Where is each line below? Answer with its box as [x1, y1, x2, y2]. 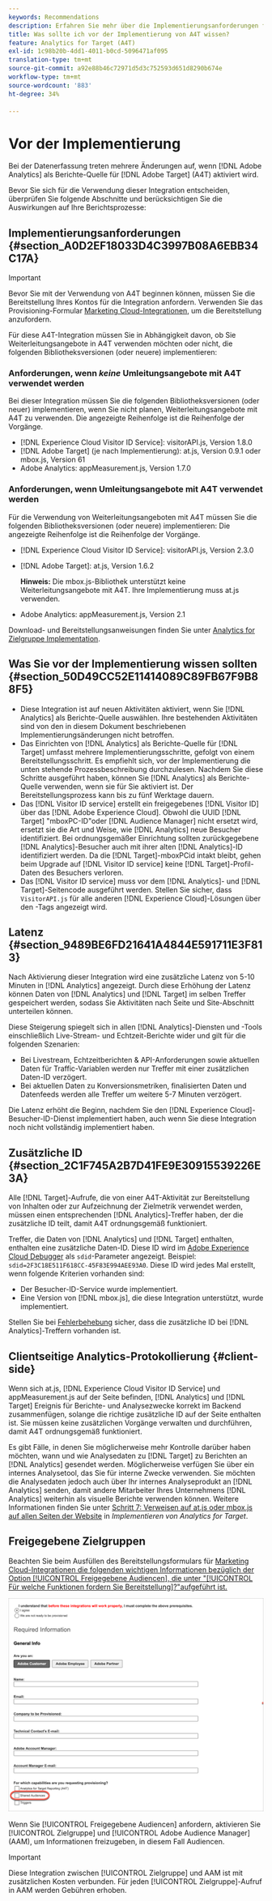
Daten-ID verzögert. [19, 1072, 87, 1082]
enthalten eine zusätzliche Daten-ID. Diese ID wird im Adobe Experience [8, 1243, 249, 1253]
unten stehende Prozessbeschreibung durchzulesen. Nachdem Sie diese [19, 764, 264, 774]
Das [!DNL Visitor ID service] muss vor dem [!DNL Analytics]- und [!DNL [19, 876, 261, 886]
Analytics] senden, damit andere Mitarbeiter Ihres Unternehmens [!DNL [8, 1485, 246, 1494]
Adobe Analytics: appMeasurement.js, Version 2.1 [19, 609, 186, 619]
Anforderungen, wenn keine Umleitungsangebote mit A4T [8, 368, 242, 379]
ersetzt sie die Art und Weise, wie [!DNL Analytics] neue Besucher [19, 825, 241, 834]
